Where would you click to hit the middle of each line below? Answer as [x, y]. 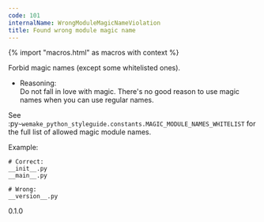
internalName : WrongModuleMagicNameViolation [84, 23]
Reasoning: [38, 83]
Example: [23, 148]
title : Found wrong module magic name [72, 30]
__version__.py [33, 197]
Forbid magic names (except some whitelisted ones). [94, 68]
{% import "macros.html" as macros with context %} [94, 53]
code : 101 [25, 15]
